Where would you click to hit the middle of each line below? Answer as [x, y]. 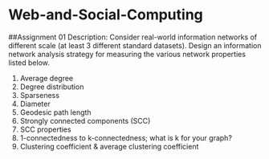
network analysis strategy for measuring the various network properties [127, 54]
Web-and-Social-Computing [106, 15]
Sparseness [40, 95]
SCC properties [45, 129]
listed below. [29, 63]
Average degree [47, 78]
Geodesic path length [55, 112]
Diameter [35, 104]
